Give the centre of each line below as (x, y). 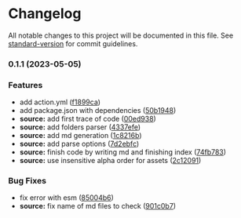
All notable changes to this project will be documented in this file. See (121, 35)
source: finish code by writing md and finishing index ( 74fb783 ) (122, 152)
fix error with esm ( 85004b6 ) (66, 198)
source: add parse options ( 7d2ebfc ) (79, 144)
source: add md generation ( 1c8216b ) (81, 136)
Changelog (45, 14)
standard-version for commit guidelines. (73, 43)
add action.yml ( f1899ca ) (60, 102)
